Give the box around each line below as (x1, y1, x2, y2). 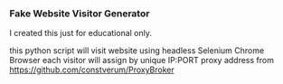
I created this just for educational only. (9, 28, 152, 39)
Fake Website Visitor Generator (9, 7, 150, 20)
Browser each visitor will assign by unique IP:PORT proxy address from (9, 55, 274, 66)
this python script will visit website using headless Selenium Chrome (9, 45, 265, 56)
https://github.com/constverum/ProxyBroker (9, 64, 175, 75)
